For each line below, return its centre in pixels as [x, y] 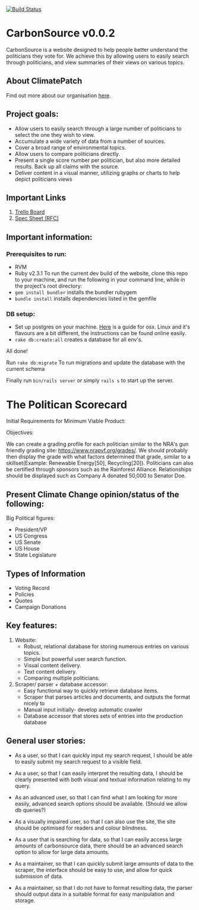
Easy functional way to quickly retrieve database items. [91, 690]
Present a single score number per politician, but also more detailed [97, 160]
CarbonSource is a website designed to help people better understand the [97, 49]
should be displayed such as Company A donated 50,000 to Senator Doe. [96, 476]
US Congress [31, 536]
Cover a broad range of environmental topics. [70, 147]
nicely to [34, 703]
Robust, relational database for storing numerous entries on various [106, 646]
